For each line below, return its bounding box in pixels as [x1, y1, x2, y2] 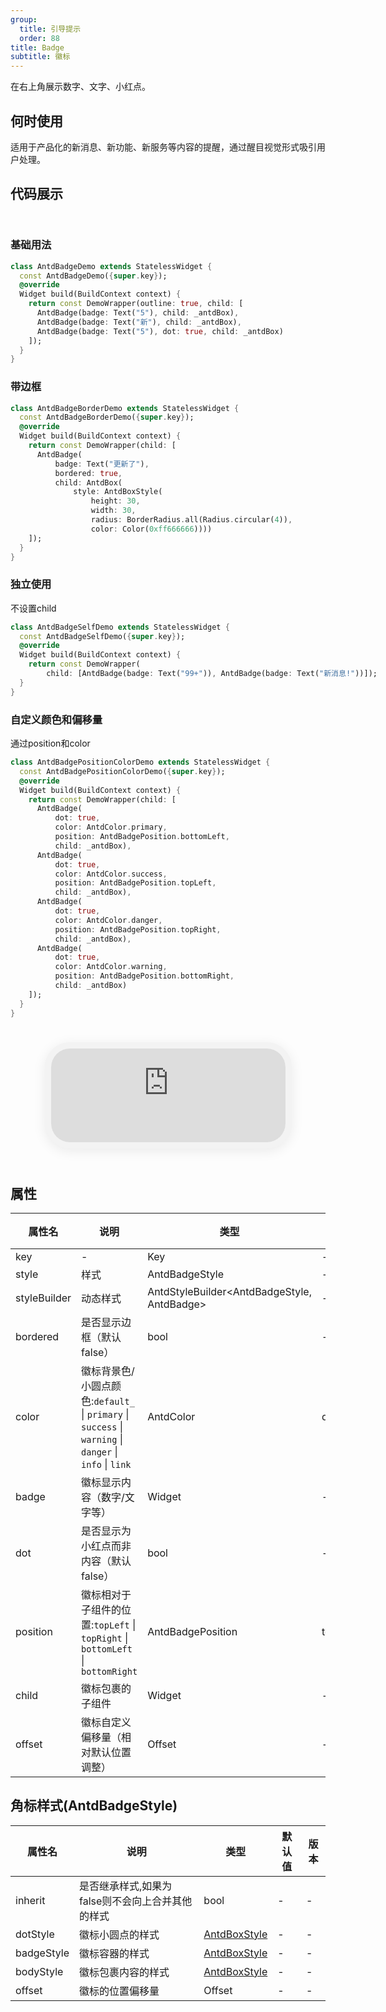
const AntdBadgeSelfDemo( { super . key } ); [19, 631, 186, 641]
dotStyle [15, 1927, 55, 1941]
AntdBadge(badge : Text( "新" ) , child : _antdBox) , [36, 317, 242, 327]
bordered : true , [54, 468, 123, 478]
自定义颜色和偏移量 [10, 712, 103, 726]
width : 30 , [90, 506, 137, 516]
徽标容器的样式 [78, 1946, 150, 1960]
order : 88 [19, 33, 60, 43]
